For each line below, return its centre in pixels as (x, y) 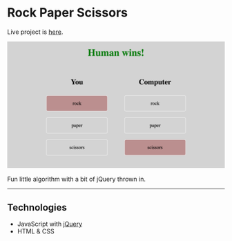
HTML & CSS (36, 231)
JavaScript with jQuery (50, 224)
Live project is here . (35, 32)
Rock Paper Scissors (67, 13)
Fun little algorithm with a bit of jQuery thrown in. (77, 179)
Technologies (37, 208)
